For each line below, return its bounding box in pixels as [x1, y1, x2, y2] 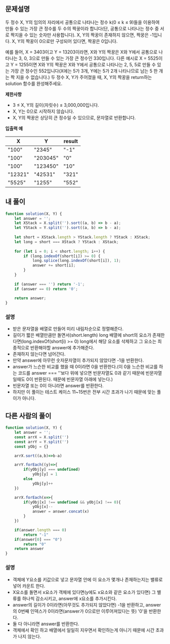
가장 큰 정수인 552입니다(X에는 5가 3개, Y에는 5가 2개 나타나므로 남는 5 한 [10, 68, 158, 74]
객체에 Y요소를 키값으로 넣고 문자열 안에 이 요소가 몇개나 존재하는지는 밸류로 [12, 576, 163, 582]
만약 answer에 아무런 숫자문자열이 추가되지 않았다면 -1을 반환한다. [12, 357, 144, 363]
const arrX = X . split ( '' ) [14, 434, 69, 440]
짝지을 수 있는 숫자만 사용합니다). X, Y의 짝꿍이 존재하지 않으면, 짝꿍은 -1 [10, 32, 154, 38]
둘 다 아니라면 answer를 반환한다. [12, 621, 79, 627]
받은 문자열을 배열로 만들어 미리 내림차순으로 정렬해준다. [12, 326, 124, 332]
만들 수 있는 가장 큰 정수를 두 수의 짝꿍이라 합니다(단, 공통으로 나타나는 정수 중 [5, 25, 159, 31]
